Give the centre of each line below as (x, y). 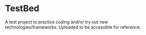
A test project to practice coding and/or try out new (56, 22)
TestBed (22, 9)
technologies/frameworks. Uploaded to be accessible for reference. (73, 27)
